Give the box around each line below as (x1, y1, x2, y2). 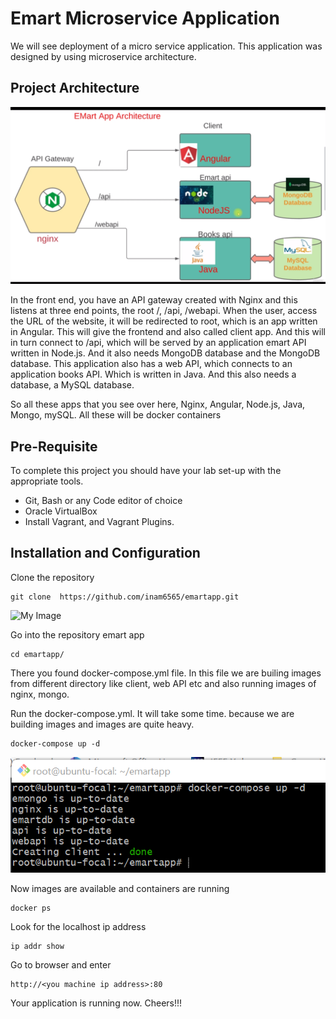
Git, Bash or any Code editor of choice (24, 495, 183, 507)
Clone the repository (10, 571, 95, 583)
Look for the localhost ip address (10, 920, 147, 932)
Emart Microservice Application (10, 7, 280, 30)
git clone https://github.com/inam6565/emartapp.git (10, 592, 240, 602)
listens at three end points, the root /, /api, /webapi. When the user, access (10, 305, 318, 317)
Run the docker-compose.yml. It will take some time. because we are (10, 707, 295, 719)
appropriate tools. (10, 475, 84, 487)
